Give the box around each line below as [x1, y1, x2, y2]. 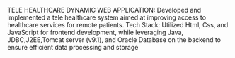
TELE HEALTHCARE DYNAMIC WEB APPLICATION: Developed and [7, 6, 202, 14]
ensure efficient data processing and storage [7, 43, 139, 51]
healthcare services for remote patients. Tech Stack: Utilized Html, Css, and [7, 21, 229, 29]
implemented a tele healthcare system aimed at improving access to [7, 13, 207, 22]
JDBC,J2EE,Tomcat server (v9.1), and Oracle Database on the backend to [7, 36, 222, 44]
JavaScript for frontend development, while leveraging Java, [7, 28, 184, 36]
